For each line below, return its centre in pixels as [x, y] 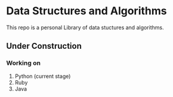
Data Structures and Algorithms [86, 11]
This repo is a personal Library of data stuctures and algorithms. [85, 27]
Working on [23, 63]
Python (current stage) [43, 76]
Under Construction [44, 46]
